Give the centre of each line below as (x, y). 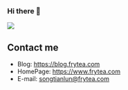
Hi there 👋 (24, 11)
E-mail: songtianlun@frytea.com (63, 79)
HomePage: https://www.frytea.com (69, 71)
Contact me (33, 47)
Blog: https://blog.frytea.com (58, 64)
